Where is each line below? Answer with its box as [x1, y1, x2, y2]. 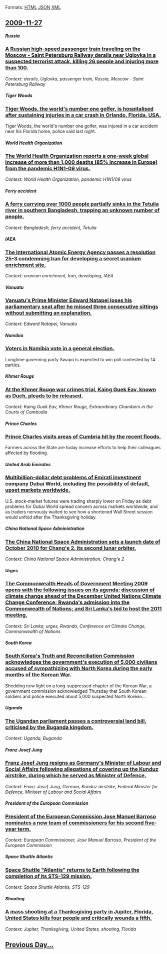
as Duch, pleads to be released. [5, 392, 83, 399]
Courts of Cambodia [5, 409, 47, 415]
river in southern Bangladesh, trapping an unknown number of [5, 207, 160, 214]
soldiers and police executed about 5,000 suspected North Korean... [5, 693, 146, 699]
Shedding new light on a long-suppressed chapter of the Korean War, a [5, 683, 152, 689]
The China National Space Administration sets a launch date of [5, 538, 161, 545]
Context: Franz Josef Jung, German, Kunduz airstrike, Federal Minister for [5, 783, 158, 789]
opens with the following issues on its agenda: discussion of [5, 586, 155, 593]
